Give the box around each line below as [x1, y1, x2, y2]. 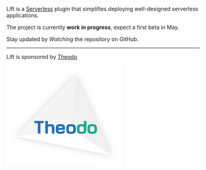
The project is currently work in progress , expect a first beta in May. [6, 24, 180, 31]
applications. [6, 12, 39, 19]
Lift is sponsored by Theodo [6, 53, 78, 60]
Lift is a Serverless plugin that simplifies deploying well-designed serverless [6, 6, 199, 12]
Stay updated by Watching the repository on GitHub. [6, 36, 139, 42]
